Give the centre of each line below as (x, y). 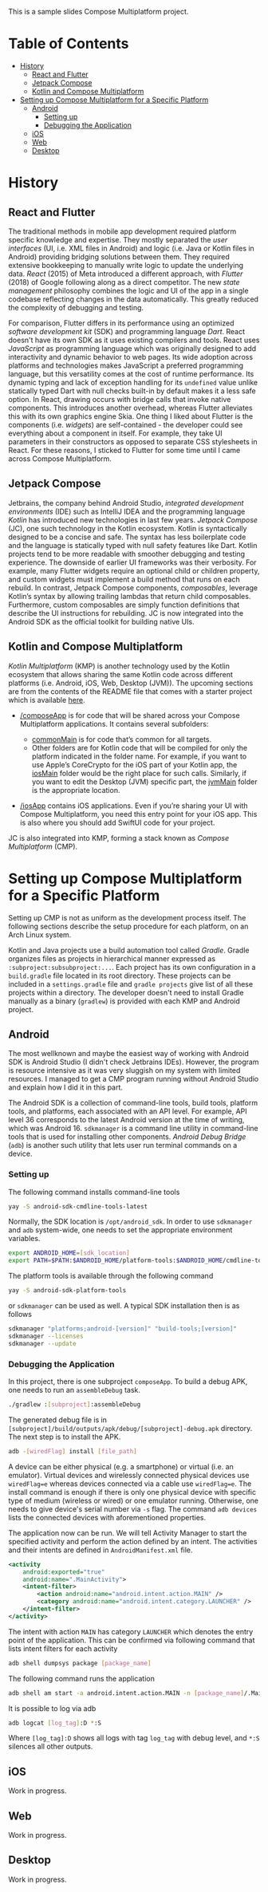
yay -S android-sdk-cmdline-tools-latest (78, 1206)
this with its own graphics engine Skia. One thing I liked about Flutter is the (131, 416)
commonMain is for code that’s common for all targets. (122, 739)
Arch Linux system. (40, 934)
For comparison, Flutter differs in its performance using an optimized (121, 323)
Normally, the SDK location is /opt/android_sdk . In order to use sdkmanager (130, 1222)
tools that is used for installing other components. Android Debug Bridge (127, 1137)
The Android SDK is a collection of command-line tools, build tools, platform (133, 1103)
